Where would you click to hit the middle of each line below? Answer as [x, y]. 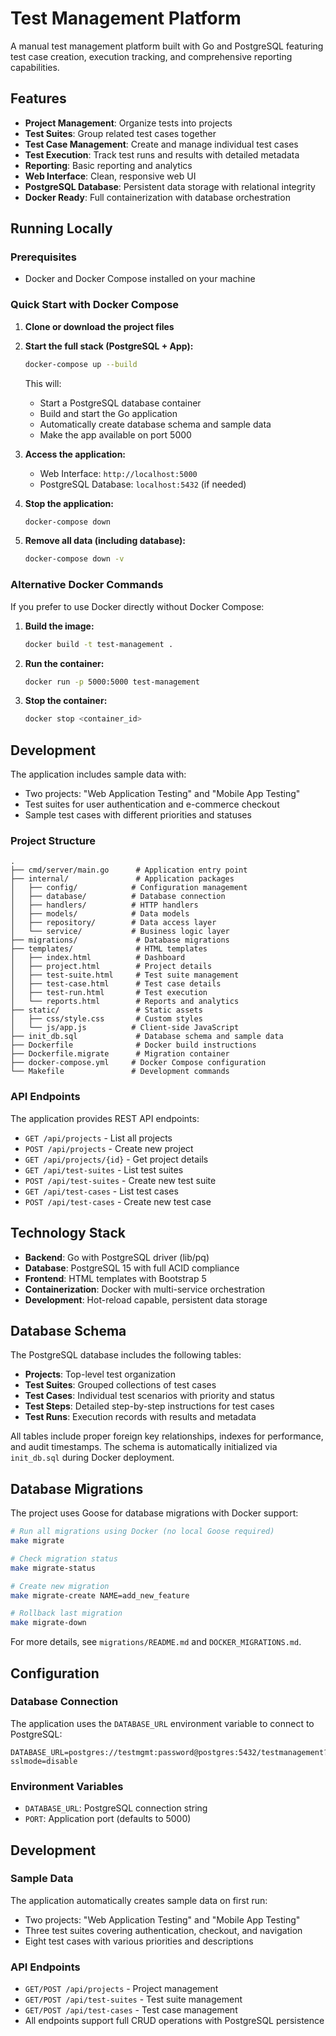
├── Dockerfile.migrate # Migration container [120, 1054]
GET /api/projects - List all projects [98, 1138]
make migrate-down [48, 1623]
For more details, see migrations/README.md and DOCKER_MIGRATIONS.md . [156, 1642]
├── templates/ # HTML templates [109, 949]
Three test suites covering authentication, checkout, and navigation [163, 1930]
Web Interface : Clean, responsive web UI [110, 176]
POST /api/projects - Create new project [109, 1148]
